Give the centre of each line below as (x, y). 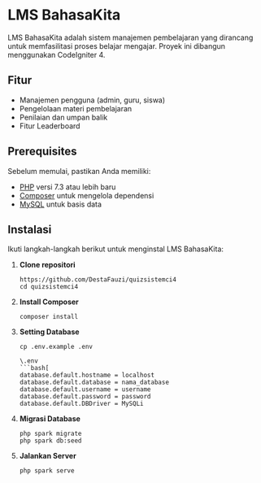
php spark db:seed (50, 441)
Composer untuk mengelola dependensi (87, 195)
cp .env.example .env (56, 347)
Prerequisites (42, 152)
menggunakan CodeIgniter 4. (57, 54)
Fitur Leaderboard (50, 126)
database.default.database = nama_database (94, 383)
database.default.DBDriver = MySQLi (81, 404)
